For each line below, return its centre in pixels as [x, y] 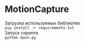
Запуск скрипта [21, 32]
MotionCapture [37, 9]
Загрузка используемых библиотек [42, 23]
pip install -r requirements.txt [39, 28]
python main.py [20, 37]
